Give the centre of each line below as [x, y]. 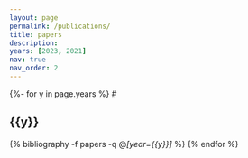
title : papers [36, 34]
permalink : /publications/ [60, 26]
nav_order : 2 [34, 69]
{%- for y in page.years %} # [63, 93]
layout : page [34, 18]
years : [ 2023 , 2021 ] [48, 51]
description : [34, 43]
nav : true [28, 60]
